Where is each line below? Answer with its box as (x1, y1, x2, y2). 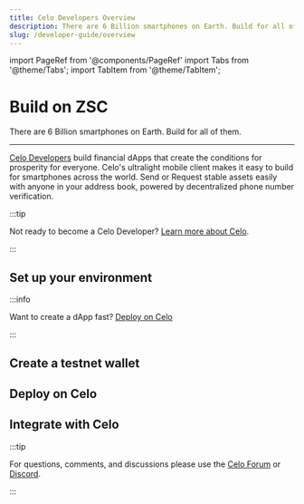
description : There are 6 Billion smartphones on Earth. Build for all (9, 22, 285, 31)
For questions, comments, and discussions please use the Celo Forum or (9, 459, 281, 470)
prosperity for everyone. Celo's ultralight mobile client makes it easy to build (9, 162, 294, 173)
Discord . (9, 468, 41, 479)
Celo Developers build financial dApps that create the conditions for (9, 152, 262, 163)
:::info (9, 294, 31, 305)
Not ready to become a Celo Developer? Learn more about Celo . (9, 226, 250, 237)
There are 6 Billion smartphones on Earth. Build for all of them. (9, 126, 242, 137)
